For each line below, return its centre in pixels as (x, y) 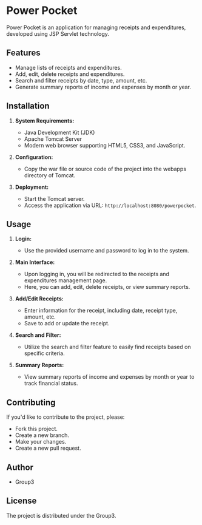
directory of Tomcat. (50, 175)
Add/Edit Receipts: (39, 299)
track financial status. (51, 384)
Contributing (31, 402)
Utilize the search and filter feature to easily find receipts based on (107, 347)
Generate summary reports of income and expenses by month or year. (103, 87)
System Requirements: (45, 120)
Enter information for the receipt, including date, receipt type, (101, 311)
